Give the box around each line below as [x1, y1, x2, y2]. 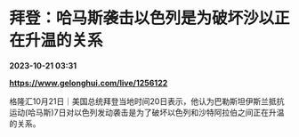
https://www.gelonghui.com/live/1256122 [9, 77, 168, 88]
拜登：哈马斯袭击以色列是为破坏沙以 [9, 8, 275, 28]
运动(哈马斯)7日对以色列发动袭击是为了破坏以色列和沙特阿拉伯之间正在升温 [9, 107, 285, 117]
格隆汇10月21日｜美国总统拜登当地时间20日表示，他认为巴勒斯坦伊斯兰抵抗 [9, 95, 285, 107]
